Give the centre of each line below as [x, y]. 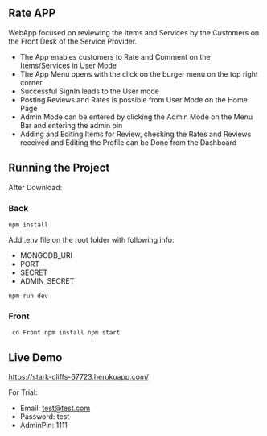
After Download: [35, 187]
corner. [32, 82]
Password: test [45, 417]
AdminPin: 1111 [44, 426]
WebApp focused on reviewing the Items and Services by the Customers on [134, 32]
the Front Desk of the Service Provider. [73, 41]
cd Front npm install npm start [66, 333]
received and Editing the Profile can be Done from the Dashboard [128, 142]
